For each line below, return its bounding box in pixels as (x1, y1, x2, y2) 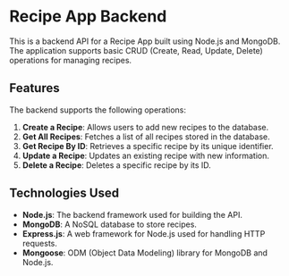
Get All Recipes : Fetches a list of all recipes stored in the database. (21, 131, 270, 142)
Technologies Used (9, 186, 119, 201)
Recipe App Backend (9, 6, 167, 27)
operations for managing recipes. (9, 54, 132, 65)
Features (9, 80, 60, 96)
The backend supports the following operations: (9, 105, 186, 115)
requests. (21, 238, 58, 248)
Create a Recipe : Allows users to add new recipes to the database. (21, 121, 269, 132)
